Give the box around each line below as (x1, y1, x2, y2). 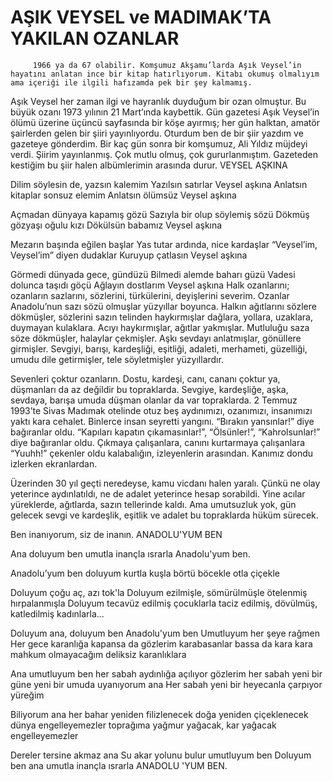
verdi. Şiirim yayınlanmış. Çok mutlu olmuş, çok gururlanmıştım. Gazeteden (10, 148, 318, 160)
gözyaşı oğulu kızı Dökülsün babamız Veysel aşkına (10, 219, 223, 231)
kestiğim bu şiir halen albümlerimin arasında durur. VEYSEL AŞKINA (10, 159, 288, 171)
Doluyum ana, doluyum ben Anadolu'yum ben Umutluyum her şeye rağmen (10, 627, 320, 639)
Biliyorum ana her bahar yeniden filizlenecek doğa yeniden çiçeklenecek (10, 708, 309, 720)
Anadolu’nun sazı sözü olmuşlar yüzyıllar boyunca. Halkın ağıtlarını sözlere (10, 300, 317, 312)
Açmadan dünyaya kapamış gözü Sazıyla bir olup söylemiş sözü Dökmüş (10, 208, 310, 220)
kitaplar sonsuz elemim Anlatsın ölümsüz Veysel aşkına (10, 189, 237, 201)
